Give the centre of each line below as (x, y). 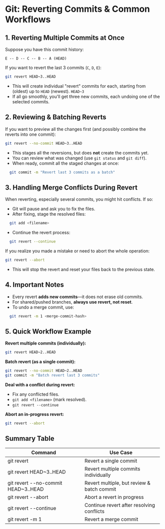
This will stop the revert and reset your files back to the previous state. (83, 269)
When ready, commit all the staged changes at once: (66, 163)
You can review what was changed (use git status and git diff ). (79, 158)
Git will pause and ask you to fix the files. (54, 209)
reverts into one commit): (31, 134)
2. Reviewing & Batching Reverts (56, 117)
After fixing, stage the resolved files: (49, 214)
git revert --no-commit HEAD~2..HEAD (44, 371)
